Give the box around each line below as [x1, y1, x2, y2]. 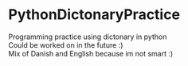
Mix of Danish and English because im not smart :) [8, 49, 174, 58]
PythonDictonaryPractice [8, 6, 181, 24]
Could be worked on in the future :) [8, 40, 123, 49]
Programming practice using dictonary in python [8, 32, 167, 41]
